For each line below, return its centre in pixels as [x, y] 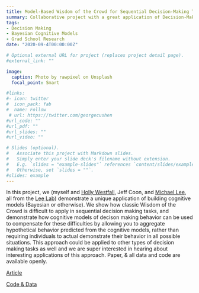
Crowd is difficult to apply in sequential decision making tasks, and [88, 211]
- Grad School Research [36, 39]
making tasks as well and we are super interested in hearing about [87, 249]
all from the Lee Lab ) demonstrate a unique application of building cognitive [99, 198]
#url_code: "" [24, 121]
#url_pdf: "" [22, 126]
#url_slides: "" [26, 132]
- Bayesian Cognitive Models [42, 34]
